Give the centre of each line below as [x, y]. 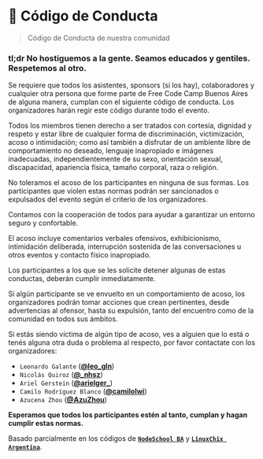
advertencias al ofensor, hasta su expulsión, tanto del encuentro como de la [131, 311]
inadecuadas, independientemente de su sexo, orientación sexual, [115, 159]
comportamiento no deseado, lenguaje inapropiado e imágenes [111, 151]
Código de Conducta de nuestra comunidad [99, 38]
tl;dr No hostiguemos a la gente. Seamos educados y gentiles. [129, 58]
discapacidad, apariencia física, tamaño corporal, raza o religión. [113, 168]
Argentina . [25, 447]
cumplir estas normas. [46, 424]
